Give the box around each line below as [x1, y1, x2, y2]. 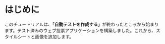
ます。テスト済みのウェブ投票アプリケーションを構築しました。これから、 [4, 27, 157, 33]
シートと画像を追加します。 [17, 34, 74, 40]
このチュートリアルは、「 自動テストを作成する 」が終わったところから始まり [4, 21, 159, 27]
